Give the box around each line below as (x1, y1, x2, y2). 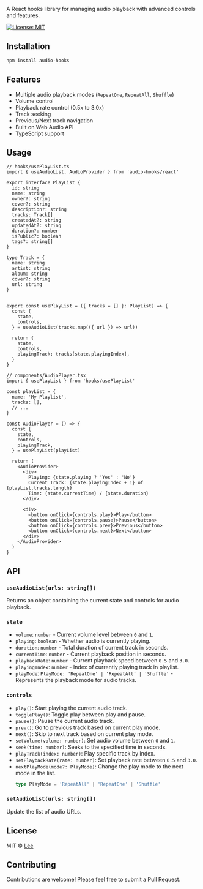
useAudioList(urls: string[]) (6, 584, 97, 591)
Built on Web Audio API (15, 123, 74, 130)
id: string (12, 185, 40, 192)
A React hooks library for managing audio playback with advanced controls (6, 6, 196, 12)
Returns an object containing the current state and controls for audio (6, 597, 179, 604)
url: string (12, 282, 43, 288)
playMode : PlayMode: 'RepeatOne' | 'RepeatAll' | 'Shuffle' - (15, 670, 173, 677)
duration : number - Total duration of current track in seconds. (15, 644, 169, 651)
